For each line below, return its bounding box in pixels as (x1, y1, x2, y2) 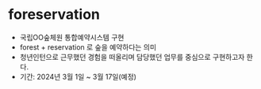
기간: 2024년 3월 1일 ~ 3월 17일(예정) (19, 72, 137, 81)
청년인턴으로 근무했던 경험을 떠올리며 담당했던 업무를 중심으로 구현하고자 (19, 52, 245, 61)
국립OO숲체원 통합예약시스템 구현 (19, 32, 125, 42)
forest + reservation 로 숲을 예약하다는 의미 (19, 42, 157, 52)
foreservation (8, 6, 101, 24)
